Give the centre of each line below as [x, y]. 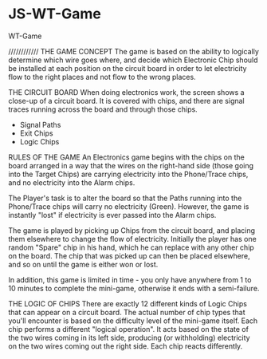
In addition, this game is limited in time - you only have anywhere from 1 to [130, 279]
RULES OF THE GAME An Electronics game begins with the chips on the [126, 157]
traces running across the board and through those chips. [103, 109]
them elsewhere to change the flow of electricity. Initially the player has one [132, 239]
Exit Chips [36, 133]
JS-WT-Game [55, 14]
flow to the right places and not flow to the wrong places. [102, 77]
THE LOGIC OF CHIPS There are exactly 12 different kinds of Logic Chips [128, 303]
